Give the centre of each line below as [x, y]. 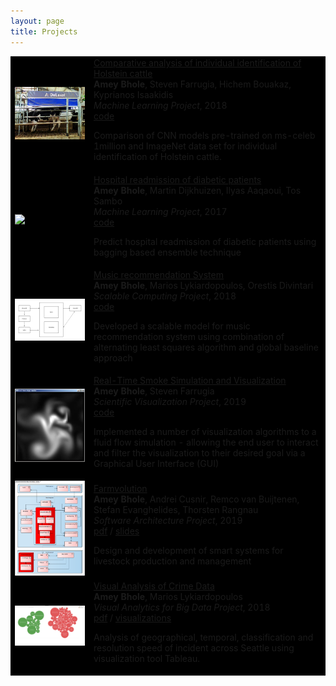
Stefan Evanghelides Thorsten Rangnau [176, 510]
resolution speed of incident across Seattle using [194, 648]
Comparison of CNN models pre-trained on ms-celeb [204, 136]
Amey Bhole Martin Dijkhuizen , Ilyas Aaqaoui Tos [197, 190]
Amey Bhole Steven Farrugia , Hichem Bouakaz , [192, 84]
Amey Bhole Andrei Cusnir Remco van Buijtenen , [196, 499]
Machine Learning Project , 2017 [160, 211]
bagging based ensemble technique [167, 252]
